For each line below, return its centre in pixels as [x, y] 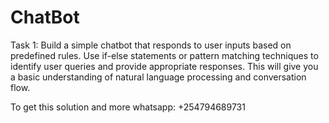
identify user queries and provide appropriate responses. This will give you [164, 66]
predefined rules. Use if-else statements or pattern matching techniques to [164, 55]
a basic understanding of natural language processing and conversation [158, 77]
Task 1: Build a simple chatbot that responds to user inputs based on [151, 45]
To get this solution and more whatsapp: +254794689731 [128, 107]
